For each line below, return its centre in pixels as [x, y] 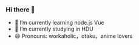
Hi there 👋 [21, 10]
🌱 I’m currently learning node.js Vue [59, 23]
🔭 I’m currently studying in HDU [54, 29]
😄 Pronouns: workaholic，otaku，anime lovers [73, 36]
